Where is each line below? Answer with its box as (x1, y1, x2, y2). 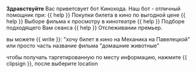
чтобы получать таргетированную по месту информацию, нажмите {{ (6, 54, 188, 60)
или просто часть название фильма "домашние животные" (6, 42, 160, 49)
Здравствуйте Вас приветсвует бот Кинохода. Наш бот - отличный (6, 5, 181, 12)
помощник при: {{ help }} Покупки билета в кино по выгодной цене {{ (6, 11, 186, 19)
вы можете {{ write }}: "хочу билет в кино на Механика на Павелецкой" (6, 36, 191, 42)
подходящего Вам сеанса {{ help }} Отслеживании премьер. (6, 24, 163, 31)
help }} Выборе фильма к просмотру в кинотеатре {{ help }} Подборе (6, 18, 185, 25)
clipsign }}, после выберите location (6, 60, 98, 67)
